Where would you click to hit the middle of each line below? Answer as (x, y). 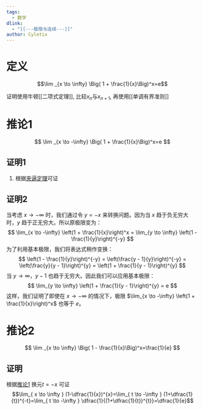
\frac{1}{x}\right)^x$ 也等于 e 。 (45, 304)
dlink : (15, 23)
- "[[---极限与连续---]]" (42, 29)
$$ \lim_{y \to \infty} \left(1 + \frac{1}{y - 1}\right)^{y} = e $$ (102, 286)
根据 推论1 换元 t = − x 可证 (38, 384)
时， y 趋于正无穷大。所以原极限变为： (54, 222)
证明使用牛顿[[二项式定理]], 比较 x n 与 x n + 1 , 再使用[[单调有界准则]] (88, 97)
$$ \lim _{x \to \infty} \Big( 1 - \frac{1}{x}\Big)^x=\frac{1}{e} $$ (102, 348)
